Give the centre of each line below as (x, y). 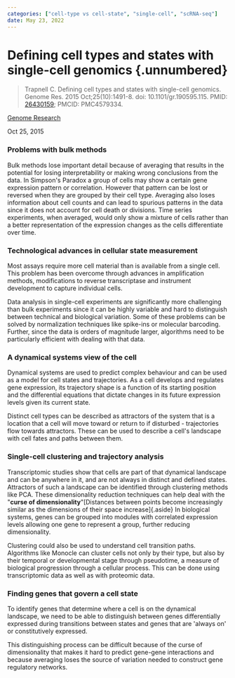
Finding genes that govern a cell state (73, 593)
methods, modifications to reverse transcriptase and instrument (99, 281)
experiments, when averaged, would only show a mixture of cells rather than (118, 217)
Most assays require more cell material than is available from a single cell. (114, 266)
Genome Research (34, 118)
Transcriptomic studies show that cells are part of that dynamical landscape (117, 472)
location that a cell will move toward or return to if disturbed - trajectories (113, 424)
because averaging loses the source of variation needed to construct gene (115, 659)
